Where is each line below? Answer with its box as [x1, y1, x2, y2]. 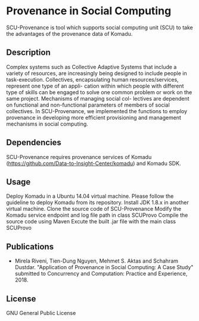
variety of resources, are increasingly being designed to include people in [6, 70, 187, 77]
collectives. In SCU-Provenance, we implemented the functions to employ [6, 107, 188, 114]
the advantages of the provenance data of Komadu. [6, 30, 133, 37]
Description [6, 48, 51, 58]
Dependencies [6, 138, 61, 148]
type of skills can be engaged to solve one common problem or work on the [6, 88, 192, 96]
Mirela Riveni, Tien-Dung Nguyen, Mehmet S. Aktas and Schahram [14, 257, 179, 264]
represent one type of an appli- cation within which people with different [6, 82, 184, 89]
